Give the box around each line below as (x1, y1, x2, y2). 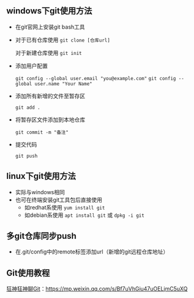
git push (15, 153, 38, 159)
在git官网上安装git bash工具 (15, 23, 86, 31)
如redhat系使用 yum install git (24, 203, 105, 211)
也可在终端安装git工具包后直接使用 (15, 196, 103, 203)
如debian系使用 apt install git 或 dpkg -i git (24, 211, 145, 219)
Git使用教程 (6, 267, 50, 278)
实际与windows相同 (15, 188, 65, 195)
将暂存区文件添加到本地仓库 (15, 115, 86, 123)
